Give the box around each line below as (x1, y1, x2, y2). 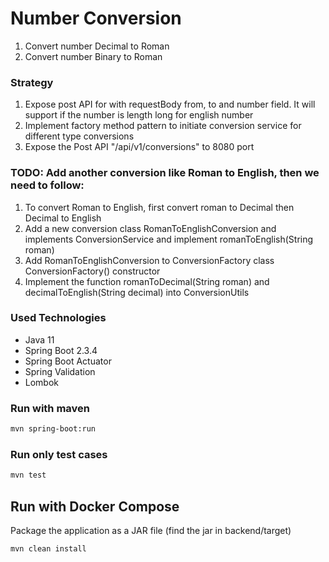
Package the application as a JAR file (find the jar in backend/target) (10, 524, 292, 536)
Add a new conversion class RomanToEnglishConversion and (24, 222, 277, 234)
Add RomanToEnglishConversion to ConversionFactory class (24, 254, 275, 266)
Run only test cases (10, 447, 108, 461)
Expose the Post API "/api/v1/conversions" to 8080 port (24, 141, 255, 153)
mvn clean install (10, 543, 87, 554)
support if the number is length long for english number (24, 109, 254, 121)
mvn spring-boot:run (10, 424, 97, 434)
